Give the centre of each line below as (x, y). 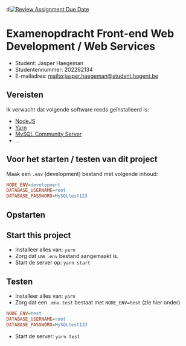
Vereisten (25, 95)
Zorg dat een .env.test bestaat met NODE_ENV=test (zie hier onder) (98, 303)
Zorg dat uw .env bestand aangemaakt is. (67, 256)
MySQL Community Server (48, 134)
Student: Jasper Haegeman (49, 63)
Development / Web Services (81, 47)
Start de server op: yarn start (53, 263)
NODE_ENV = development (34, 185)
